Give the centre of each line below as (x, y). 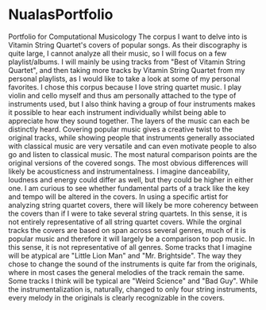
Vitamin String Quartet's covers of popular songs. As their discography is (128, 44)
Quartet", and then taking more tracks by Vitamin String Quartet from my (127, 70)
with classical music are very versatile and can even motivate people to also (132, 146)
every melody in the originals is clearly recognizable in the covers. (116, 297)
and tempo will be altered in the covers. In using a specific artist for (118, 197)
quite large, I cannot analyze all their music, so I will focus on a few (118, 53)
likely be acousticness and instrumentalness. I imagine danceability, (119, 171)
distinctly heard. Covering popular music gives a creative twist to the (120, 129)
